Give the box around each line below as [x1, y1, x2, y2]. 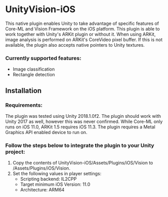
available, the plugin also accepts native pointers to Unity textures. [5, 42, 145, 48]
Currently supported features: [5, 54, 81, 61]
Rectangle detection [12, 72, 55, 78]
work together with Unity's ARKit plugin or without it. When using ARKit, [5, 31, 156, 37]
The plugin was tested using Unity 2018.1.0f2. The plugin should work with [5, 113, 161, 119]
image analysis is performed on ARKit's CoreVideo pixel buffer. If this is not [5, 37, 163, 43]
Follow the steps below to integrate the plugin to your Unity [5, 142, 154, 149]
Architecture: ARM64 [20, 187, 65, 193]
